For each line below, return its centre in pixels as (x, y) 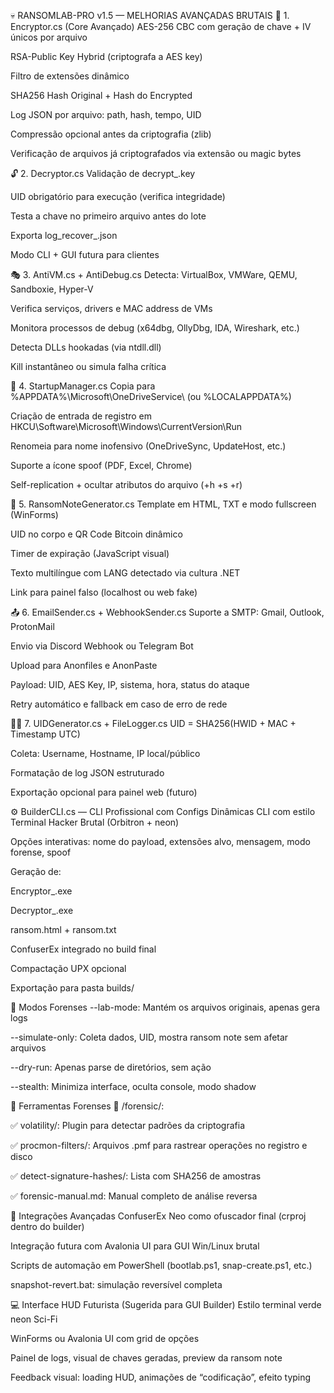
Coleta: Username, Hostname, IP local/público (105, 753)
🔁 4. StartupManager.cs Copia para (83, 386)
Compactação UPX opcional (68, 968)
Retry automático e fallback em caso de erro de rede (119, 704)
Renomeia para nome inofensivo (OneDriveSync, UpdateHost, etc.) (148, 446)
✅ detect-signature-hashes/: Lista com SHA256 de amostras (136, 1176)
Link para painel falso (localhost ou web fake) (104, 592)
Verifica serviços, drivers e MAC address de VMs (111, 308)
